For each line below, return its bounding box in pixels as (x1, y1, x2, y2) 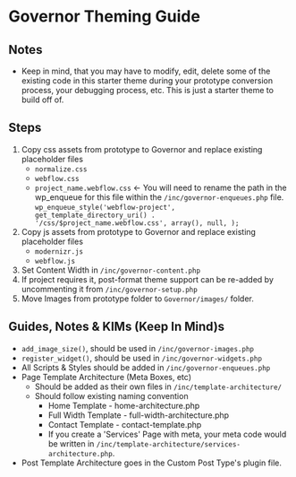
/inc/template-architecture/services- (96, 439, 241, 449)
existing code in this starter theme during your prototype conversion (21, 75, 274, 86)
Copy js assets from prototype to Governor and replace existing (21, 226, 257, 237)
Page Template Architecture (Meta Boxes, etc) (21, 371, 191, 382)
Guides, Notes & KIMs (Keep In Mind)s (8, 319, 225, 334)
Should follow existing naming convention (34, 390, 189, 401)
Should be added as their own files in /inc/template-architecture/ (34, 381, 283, 392)
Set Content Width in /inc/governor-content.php (21, 265, 201, 275)
